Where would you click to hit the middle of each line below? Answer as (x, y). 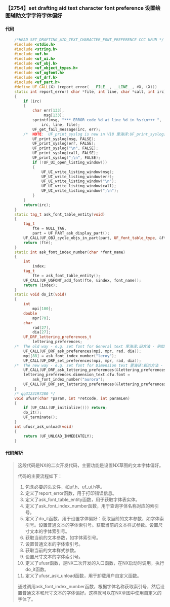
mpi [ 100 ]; (42, 309)
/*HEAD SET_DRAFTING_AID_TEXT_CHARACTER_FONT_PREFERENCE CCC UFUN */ (89, 40)
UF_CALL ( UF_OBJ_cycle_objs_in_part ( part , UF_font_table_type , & (93, 238)
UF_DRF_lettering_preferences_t (58, 337)
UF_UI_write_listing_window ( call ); (79, 186)
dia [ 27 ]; (41, 332)
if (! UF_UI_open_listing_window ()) (70, 162)
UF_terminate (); (40, 417)
